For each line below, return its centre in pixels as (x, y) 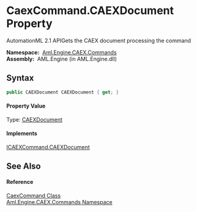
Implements (22, 133)
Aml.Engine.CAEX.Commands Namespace (59, 202)
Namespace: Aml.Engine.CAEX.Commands (62, 52)
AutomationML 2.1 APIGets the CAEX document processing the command (99, 40)
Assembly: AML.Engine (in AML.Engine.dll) (62, 59)
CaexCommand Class (34, 196)
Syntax (20, 78)
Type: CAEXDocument (35, 119)
